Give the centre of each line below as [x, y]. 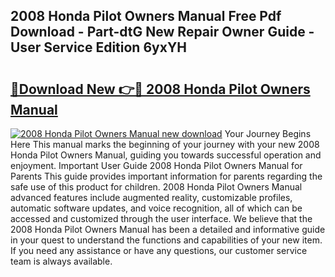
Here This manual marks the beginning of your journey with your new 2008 [165, 144]
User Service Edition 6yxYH [98, 47]
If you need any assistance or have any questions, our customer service [159, 250]
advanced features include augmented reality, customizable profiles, [151, 197]
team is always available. [61, 261]
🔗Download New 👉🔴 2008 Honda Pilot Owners [160, 89]
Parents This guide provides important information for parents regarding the [166, 176]
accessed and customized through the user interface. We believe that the [161, 218]
